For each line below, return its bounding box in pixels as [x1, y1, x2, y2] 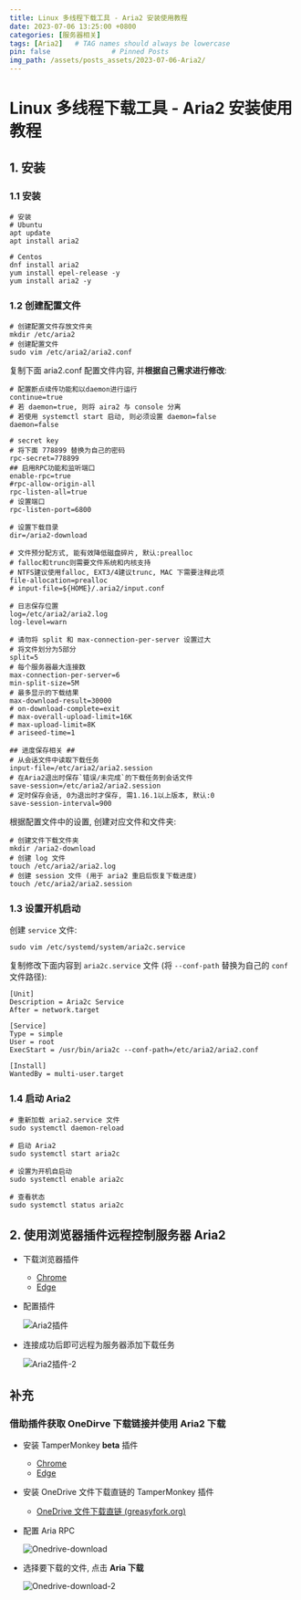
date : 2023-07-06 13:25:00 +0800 [9, 22, 137, 31]
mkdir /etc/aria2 [9, 330, 76, 340]
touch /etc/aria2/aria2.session [9, 880, 132, 889]
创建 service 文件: [9, 925, 78, 936]
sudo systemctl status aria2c [9, 1200, 125, 1209]
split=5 [9, 654, 39, 663]
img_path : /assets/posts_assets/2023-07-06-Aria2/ [9, 56, 206, 65]
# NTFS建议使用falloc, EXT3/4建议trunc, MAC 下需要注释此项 [9, 568, 225, 578]
